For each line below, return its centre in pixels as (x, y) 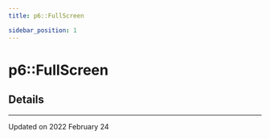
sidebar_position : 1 (43, 30)
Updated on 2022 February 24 (59, 126)
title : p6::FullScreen (46, 16)
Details (26, 100)
